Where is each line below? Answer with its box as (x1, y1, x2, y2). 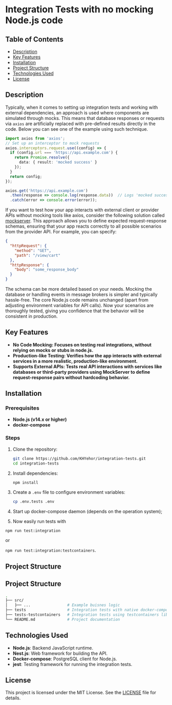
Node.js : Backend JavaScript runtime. (12, 644, 94, 651)
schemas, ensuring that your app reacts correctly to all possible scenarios (5, 223, 162, 229)
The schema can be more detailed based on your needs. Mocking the (5, 286, 152, 292)
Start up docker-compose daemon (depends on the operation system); (12, 509, 163, 515)
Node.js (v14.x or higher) (12, 416, 67, 422)
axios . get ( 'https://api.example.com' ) (5, 188, 88, 193)
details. (5, 695, 21, 701)
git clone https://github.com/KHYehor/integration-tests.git (12, 456, 146, 461)
